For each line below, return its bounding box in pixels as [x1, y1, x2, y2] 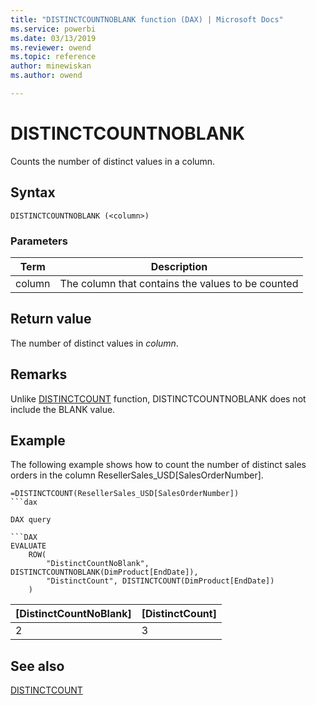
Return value [10, 311, 92, 328]
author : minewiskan [10, 61, 92, 71]
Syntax [10, 184, 56, 201]
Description [150, 259, 208, 273]
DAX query [10, 515, 52, 525]
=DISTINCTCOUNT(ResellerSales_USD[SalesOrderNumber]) [10, 489, 240, 499]
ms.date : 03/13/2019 [10, 33, 97, 43]
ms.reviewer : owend [10, 42, 92, 53]
